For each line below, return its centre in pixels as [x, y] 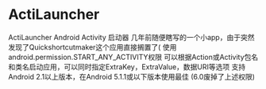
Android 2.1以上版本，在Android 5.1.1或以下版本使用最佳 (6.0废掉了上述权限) [132, 76]
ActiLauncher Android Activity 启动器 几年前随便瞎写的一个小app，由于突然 [131, 37]
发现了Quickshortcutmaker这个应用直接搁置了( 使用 [93, 47]
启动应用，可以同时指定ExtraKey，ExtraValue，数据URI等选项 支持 [137, 67]
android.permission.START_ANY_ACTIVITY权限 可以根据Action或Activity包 [130, 57]
